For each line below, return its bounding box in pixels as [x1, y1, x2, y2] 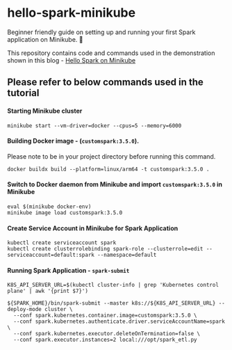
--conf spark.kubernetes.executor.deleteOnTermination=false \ [13, 331, 200, 337]
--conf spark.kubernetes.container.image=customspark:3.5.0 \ [13, 312, 197, 319]
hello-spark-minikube [7, 5, 136, 21]
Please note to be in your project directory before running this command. [7, 152, 216, 161]
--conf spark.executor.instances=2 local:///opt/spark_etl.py [13, 336, 197, 344]
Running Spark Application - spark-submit [7, 266, 130, 274]
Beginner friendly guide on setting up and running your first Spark [7, 28, 196, 36]
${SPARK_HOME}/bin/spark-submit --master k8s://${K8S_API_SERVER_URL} [7, 300, 216, 307]
